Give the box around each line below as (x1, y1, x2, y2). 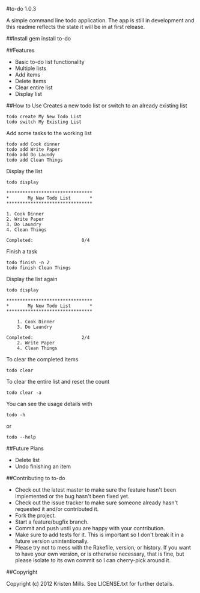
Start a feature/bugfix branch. (14, 518, 89, 525)
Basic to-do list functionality (14, 59, 85, 65)
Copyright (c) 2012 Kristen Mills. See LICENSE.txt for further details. (6, 580, 174, 587)
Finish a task (6, 248, 38, 255)
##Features (6, 46, 35, 54)
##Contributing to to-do (6, 475, 65, 481)
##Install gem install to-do (6, 35, 71, 42)
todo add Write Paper (6, 147, 61, 153)
